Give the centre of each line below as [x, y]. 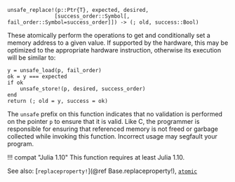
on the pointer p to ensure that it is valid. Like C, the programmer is [103, 121]
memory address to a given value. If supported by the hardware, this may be [118, 43]
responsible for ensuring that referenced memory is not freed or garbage [113, 129]
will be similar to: [32, 57]
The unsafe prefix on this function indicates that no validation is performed [115, 114]
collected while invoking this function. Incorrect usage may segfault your [112, 136]
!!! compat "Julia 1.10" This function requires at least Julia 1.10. [96, 157]
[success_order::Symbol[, [92, 16]
